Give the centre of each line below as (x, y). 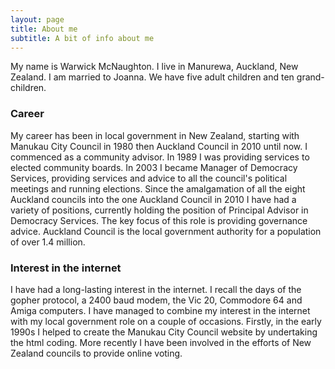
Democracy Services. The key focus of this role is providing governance (159, 220)
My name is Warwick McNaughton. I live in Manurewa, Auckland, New (154, 67)
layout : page (37, 19)
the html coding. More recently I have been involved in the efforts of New (161, 342)
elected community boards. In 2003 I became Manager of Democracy (154, 167)
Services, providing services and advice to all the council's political (149, 178)
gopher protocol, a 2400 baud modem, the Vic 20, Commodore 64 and (156, 300)
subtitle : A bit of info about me (82, 38)
